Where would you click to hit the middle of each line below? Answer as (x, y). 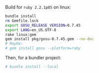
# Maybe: (14, 44)
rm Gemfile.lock (22, 21)
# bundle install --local (32, 67)
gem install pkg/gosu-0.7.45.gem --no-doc (49, 39)
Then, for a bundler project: (33, 58)
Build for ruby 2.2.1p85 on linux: (38, 7)
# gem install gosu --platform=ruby (43, 48)
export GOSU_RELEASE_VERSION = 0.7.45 (43, 25)
